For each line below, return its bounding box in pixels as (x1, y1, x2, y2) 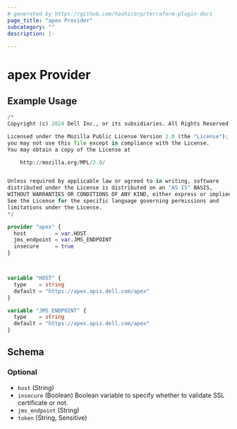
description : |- (7, 30, 55, 37)
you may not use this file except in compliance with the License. (7, 139, 210, 147)
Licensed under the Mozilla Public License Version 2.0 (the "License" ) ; (7, 133, 229, 140)
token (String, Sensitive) (17, 413, 87, 422)
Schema (7, 346, 44, 358)
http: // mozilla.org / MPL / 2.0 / (20, 159, 106, 166)
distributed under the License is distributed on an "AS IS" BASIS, (7, 184, 213, 191)
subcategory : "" (7, 23, 55, 30)
